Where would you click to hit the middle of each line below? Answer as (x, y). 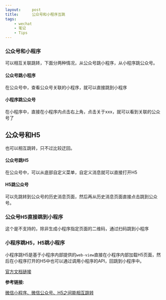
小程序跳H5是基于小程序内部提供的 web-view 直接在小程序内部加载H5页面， (81, 255)
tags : (11, 19)
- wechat (23, 24)
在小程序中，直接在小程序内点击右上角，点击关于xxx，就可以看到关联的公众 (83, 111)
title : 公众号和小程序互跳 (35, 14)
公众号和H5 (23, 135)
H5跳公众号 (17, 185)
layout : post (23, 10)
